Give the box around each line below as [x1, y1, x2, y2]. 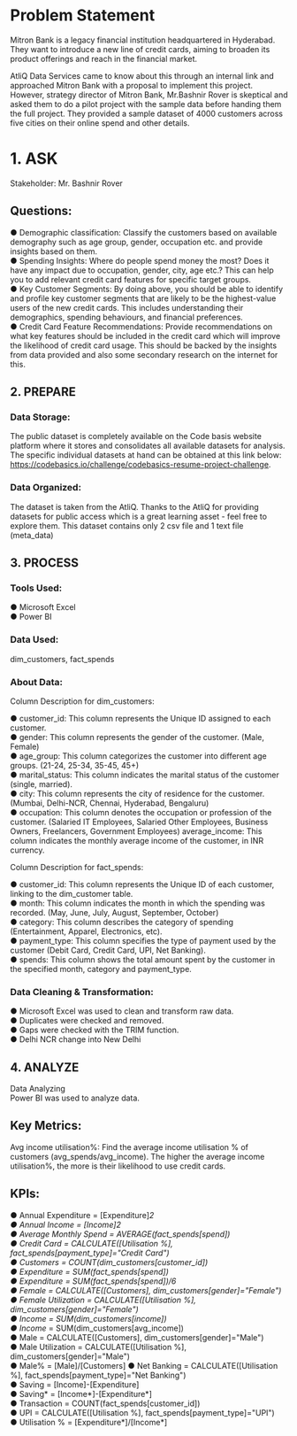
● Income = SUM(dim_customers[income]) [10, 1313, 167, 1324]
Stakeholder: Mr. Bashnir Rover [10, 178, 123, 189]
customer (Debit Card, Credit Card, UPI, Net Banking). [10, 945, 206, 955]
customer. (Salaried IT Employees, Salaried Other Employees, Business [10, 816, 269, 827]
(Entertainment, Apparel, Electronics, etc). [10, 926, 163, 937]
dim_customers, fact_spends [10, 653, 115, 664]
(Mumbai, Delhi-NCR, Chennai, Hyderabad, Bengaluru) [10, 798, 209, 808]
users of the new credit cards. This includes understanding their [10, 302, 244, 313]
